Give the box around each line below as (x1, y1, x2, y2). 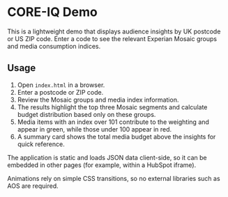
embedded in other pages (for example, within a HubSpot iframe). (7, 161, 197, 169)
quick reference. (17, 140, 65, 148)
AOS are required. (7, 182, 59, 190)
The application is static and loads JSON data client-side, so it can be (7, 153, 207, 161)
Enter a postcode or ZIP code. (17, 88, 104, 96)
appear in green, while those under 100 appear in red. (17, 125, 172, 133)
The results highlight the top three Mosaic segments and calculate (17, 102, 208, 111)
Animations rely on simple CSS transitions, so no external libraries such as (7, 174, 221, 182)
